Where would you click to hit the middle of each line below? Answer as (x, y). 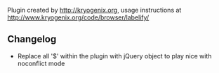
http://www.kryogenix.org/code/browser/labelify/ (78, 17)
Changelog (32, 39)
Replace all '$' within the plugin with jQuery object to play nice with (114, 56)
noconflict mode (41, 63)
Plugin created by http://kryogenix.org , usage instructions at (94, 10)
